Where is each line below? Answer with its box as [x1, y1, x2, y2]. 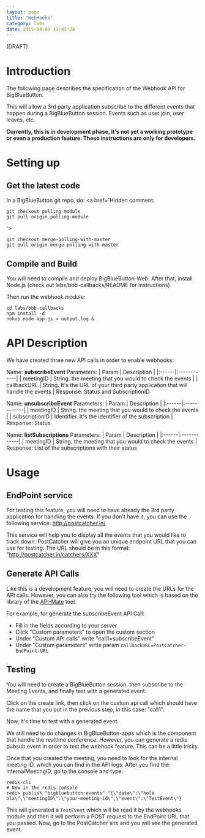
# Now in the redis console [6, 785, 78, 791]
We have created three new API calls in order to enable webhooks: [6, 356, 174, 364]
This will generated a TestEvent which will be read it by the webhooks [6, 806, 182, 813]
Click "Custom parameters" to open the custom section [15, 628, 155, 636]
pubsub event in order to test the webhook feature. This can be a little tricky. [6, 742, 199, 750]
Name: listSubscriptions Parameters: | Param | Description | [6, 431, 159, 439]
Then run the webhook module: [6, 293, 86, 301]
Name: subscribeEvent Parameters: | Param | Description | [6, 368, 155, 375]
